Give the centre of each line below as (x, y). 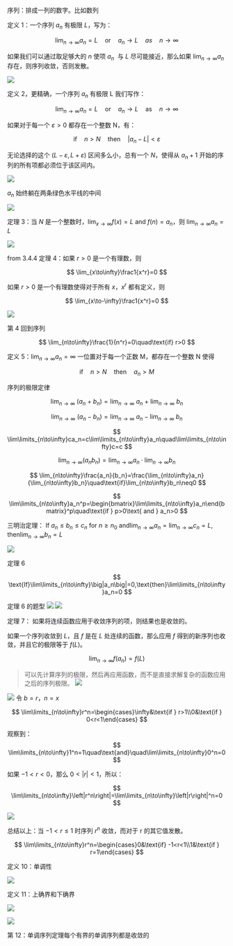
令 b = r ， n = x (37, 698)
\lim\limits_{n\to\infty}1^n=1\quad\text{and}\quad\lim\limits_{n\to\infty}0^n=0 (117, 752)
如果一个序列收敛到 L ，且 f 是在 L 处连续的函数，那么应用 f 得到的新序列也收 (116, 636)
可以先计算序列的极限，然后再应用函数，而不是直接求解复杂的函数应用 (125, 675)
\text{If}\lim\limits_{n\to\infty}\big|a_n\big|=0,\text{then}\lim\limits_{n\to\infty (117, 585)
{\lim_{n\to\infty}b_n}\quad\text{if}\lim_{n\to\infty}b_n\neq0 (112, 482)
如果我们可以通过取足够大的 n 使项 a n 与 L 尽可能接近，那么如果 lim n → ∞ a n (116, 57)
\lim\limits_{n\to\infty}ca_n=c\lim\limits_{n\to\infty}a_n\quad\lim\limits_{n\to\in (117, 439)
